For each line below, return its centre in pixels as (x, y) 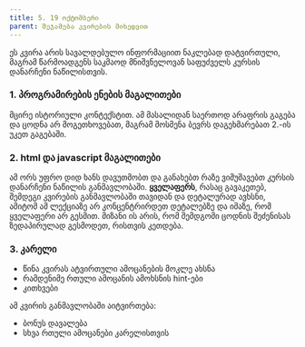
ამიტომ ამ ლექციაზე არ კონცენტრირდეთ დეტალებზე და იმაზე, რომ (141, 206)
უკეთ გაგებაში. (38, 134)
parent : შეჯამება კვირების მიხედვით (79, 26)
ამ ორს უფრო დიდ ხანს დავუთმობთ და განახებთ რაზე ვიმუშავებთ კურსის (152, 177)
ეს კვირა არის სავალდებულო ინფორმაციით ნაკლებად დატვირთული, (145, 52)
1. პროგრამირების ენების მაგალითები (95, 94)
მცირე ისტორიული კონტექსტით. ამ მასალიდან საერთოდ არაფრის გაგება (152, 114)
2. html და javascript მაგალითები (85, 157)
